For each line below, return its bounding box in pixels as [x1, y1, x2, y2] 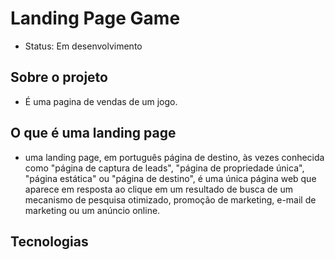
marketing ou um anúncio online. [24, 204, 161, 216]
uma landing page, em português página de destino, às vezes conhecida [24, 151, 325, 163]
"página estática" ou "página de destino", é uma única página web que [24, 172, 317, 184]
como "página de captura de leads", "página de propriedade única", [24, 162, 305, 174]
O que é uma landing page [10, 125, 177, 142]
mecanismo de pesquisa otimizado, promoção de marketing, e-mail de [24, 193, 317, 206]
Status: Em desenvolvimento [24, 40, 143, 52]
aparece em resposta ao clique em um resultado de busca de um [24, 183, 293, 195]
